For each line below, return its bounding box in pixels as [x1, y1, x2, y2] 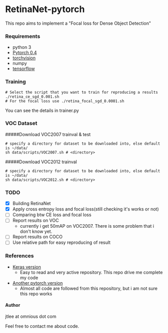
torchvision [12, 55, 36, 61]
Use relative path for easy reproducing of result [12, 239, 111, 245]
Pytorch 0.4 [12, 49, 37, 56]
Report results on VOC [12, 218, 59, 224]
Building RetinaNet [12, 201, 51, 207]
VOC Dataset [5, 120, 38, 127]
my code [20, 275, 39, 281]
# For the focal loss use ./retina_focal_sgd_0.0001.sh [5, 98, 124, 104]
